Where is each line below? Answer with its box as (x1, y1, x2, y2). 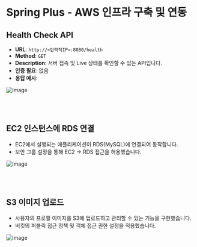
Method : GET (14, 52, 46, 59)
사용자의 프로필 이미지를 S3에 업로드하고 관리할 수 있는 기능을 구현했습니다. (14, 214, 192, 222)
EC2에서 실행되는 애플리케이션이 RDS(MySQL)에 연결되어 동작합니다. (14, 140, 178, 148)
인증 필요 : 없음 (14, 67, 49, 74)
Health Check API (6, 30, 74, 40)
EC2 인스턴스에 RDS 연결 (6, 123, 95, 134)
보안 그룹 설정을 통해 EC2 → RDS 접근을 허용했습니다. (14, 148, 142, 155)
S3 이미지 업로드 (6, 197, 64, 208)
